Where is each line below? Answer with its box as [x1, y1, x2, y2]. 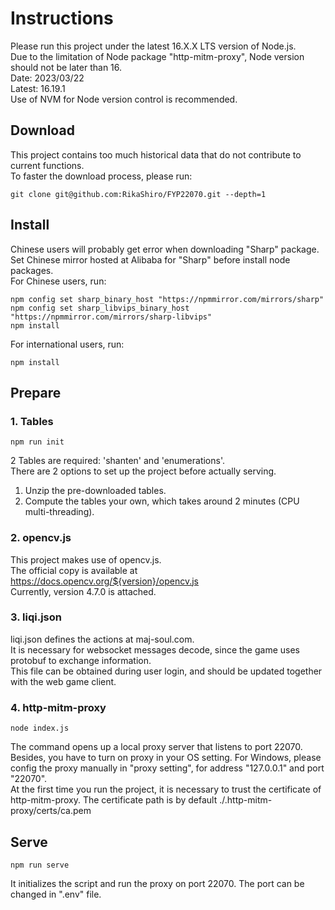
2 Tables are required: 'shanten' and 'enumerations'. [10, 455, 226, 467]
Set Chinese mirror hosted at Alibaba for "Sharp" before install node [10, 253, 291, 266]
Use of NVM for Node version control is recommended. [10, 93, 238, 105]
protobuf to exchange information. [10, 654, 152, 666]
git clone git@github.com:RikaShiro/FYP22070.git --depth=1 [10, 189, 267, 199]
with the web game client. [10, 675, 117, 687]
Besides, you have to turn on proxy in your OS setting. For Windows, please [10, 752, 322, 764]
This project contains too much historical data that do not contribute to [10, 148, 302, 161]
